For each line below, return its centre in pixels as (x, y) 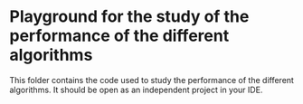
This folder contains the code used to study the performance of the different (151, 80)
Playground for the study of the (129, 17)
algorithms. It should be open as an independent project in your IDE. (136, 90)
